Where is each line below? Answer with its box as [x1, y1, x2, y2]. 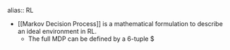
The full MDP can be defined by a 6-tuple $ [28, 35, 155, 43]
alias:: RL [7, 6, 34, 14]
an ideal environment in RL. [17, 27, 97, 35]
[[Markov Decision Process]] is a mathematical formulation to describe [17, 20, 224, 27]
